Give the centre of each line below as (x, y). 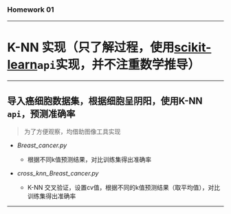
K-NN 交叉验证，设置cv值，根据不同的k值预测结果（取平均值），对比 (124, 188)
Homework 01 (31, 10)
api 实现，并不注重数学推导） (119, 65)
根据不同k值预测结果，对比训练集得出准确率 (89, 160)
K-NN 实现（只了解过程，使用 (91, 48)
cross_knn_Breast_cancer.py (58, 173)
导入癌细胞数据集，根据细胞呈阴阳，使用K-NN (105, 101)
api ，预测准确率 (41, 114)
